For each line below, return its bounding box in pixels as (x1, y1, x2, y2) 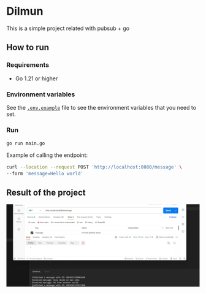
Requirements (6, 61, 50, 69)
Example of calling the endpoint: (6, 151, 88, 159)
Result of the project (6, 188, 86, 198)
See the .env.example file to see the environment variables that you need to (6, 104, 197, 111)
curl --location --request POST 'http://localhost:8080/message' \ (6, 164, 183, 170)
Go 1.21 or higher (15, 75, 58, 82)
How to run (6, 42, 50, 53)
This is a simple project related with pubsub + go (6, 25, 130, 32)
